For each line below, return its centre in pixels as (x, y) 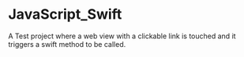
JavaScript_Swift (65, 14)
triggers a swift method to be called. (67, 44)
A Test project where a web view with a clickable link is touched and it (122, 36)
